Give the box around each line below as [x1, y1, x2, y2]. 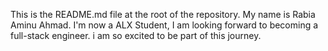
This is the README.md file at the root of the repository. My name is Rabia [10, 9, 316, 20]
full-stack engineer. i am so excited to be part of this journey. [10, 30, 262, 41]
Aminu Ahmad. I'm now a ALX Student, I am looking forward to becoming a [10, 19, 319, 31]
